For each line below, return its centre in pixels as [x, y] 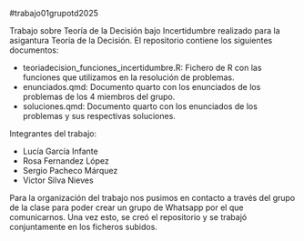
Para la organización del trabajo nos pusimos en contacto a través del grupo [152, 198]
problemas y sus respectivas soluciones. [99, 116]
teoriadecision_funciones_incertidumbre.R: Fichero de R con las [142, 68]
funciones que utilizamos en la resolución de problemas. [128, 77]
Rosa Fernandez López [66, 161]
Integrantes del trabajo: [53, 134]
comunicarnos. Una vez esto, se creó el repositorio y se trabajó [128, 217]
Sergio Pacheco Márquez [70, 171]
